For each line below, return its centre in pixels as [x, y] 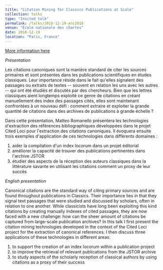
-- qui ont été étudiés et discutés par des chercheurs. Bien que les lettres [79, 90]
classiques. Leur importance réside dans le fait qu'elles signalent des [74, 80]
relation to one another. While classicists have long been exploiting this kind [81, 206]
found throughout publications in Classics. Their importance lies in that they [81, 195]
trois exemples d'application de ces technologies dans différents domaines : [81, 136]
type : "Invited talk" [27, 19]
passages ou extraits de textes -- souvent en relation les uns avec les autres [81, 85]
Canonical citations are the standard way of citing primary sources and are [80, 190]
